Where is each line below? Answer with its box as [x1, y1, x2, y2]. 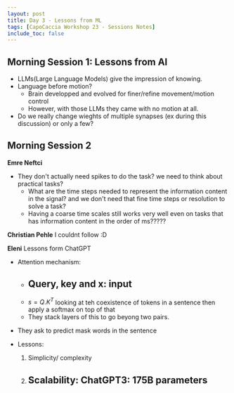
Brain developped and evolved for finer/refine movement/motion [27, 89, 214, 98]
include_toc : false [7, 30, 65, 37]
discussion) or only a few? [17, 120, 93, 128]
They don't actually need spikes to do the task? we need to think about [17, 172, 223, 180]
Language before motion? [17, 82, 93, 91]
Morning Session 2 [7, 140, 91, 152]
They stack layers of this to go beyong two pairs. [27, 313, 170, 321]
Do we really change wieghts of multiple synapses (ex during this [17, 112, 207, 120]
